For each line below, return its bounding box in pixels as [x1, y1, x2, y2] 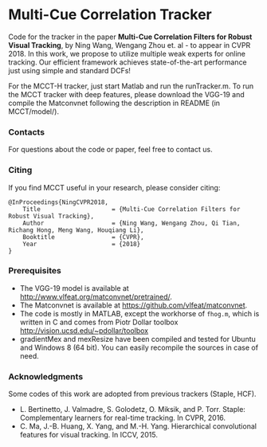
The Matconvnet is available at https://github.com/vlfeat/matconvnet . [19, 300, 248, 310]
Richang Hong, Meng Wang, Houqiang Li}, [8, 225, 145, 234]
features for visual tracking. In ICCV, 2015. [19, 430, 158, 440]
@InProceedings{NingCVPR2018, [8, 198, 109, 206]
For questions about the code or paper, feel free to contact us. [8, 145, 213, 155]
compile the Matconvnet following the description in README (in [8, 98, 221, 108]
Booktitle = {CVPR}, [22, 233, 145, 241]
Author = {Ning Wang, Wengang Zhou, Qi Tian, [22, 219, 241, 227]
